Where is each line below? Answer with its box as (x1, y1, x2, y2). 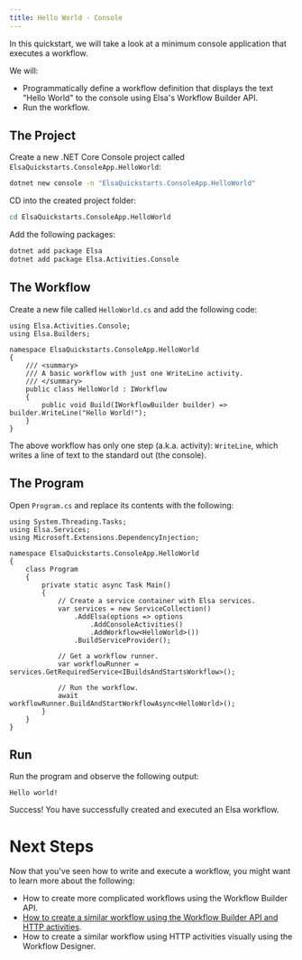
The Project (9, 128, 77, 144)
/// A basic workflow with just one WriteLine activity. (25, 368, 244, 377)
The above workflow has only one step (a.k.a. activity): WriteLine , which (9, 440, 279, 451)
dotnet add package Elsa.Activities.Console (9, 255, 179, 265)
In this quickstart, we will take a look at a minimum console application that (9, 38, 287, 49)
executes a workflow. (9, 47, 88, 59)
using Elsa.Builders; (9, 329, 91, 339)
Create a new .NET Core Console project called (9, 152, 185, 163)
